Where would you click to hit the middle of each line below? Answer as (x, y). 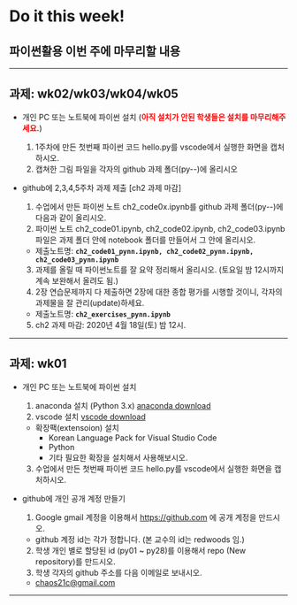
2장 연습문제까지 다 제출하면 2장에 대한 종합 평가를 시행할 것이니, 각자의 (159, 291)
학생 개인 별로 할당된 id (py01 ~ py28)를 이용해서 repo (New (140, 550)
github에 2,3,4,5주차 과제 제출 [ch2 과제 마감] (102, 188)
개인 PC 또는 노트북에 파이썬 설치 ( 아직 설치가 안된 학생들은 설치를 (135, 117)
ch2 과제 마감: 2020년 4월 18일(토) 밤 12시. (110, 325)
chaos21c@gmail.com (75, 582)
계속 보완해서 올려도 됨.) (77, 280)
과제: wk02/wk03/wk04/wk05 (94, 94)
